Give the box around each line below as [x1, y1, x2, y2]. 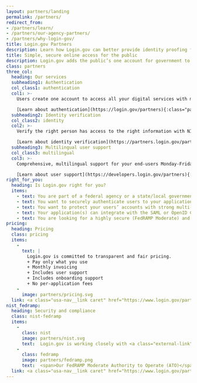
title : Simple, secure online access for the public [6, 52, 138, 58]
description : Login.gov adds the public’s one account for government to [6, 58, 191, 63]
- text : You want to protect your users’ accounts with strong [16, 204, 175, 210]
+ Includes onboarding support [27, 276, 104, 281]
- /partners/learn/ [6, 25, 54, 31]
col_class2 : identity [11, 117, 64, 123]
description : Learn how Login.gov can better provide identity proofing [6, 47, 188, 53]
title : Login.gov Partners [6, 42, 72, 48]
